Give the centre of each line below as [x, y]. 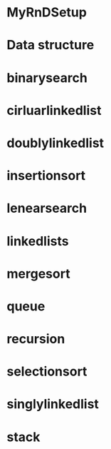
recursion [36, 339]
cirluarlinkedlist [54, 110]
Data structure [51, 45]
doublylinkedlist [55, 143]
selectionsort [47, 372]
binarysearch [47, 77]
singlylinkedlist [53, 404]
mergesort [38, 274]
